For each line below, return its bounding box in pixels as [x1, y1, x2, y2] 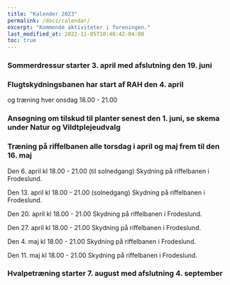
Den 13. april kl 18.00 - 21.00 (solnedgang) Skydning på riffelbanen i [7, 188, 206, 197]
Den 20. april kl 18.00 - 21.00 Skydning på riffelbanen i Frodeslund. [7, 209, 202, 218]
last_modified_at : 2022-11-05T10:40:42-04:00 [7, 30, 144, 38]
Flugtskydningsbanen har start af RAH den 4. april [7, 79, 184, 89]
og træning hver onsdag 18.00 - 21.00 [7, 95, 118, 104]
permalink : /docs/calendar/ [7, 17, 91, 24]
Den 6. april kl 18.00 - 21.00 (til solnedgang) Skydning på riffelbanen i [7, 167, 209, 175]
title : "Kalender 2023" [7, 10, 78, 18]
